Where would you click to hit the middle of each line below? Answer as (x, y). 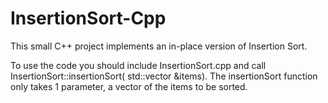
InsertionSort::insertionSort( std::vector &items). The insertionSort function (164, 76)
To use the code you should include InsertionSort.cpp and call (138, 65)
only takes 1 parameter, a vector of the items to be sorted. (129, 86)
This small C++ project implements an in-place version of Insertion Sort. (159, 46)
